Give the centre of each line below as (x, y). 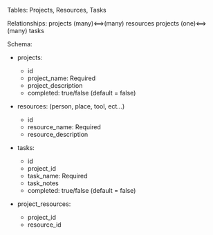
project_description (55, 85)
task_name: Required (57, 176)
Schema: (20, 44)
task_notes (43, 183)
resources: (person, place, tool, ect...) (71, 106)
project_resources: (44, 204)
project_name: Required (62, 78)
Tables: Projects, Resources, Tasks (57, 10)
